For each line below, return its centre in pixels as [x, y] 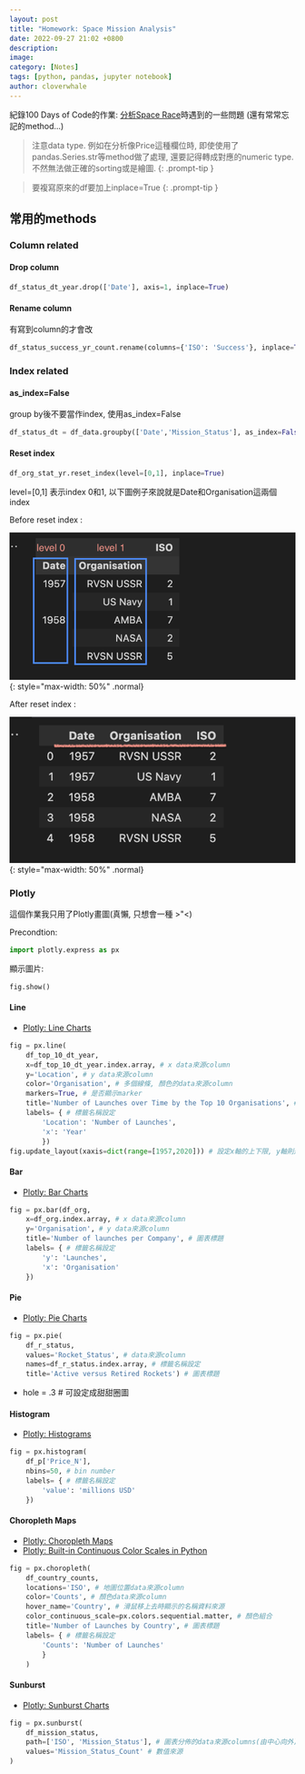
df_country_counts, [63, 1578]
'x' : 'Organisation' [81, 1267]
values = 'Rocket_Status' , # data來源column [106, 1355]
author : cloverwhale [49, 86]
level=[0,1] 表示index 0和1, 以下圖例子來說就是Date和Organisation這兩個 [143, 492]
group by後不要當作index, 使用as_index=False [95, 414]
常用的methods [53, 219]
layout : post [34, 19]
